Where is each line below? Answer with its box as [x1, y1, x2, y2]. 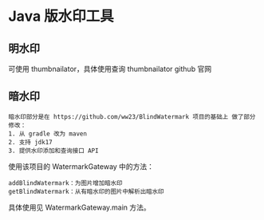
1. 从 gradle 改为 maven [8, 129, 88, 138]
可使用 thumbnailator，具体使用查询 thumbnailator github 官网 [8, 65, 212, 73]
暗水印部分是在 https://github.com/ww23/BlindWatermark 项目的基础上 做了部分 [8, 112, 256, 120]
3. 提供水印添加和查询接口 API [8, 147, 99, 155]
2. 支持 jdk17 [8, 138, 53, 146]
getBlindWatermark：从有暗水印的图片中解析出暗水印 [8, 187, 164, 195]
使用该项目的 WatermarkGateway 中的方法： [8, 161, 154, 171]
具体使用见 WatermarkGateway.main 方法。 [8, 202, 152, 212]
